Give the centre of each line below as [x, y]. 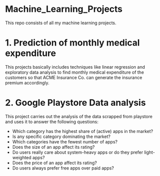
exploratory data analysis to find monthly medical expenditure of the [75, 72]
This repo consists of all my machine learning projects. [61, 23]
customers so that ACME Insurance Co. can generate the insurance [74, 77]
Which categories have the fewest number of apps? [65, 141]
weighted [22, 157]
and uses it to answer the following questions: [52, 122]
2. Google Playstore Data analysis [76, 103]
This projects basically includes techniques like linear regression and [75, 67]
